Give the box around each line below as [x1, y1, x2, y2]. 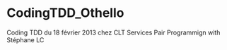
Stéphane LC [6, 35, 45, 44]
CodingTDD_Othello [6, 5, 124, 21]
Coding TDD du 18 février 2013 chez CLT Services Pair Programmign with [6, 28, 221, 37]
